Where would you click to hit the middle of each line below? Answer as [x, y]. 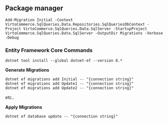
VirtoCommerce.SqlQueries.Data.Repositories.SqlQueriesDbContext [75, 24]
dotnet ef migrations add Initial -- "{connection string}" [70, 79]
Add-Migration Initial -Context [39, 20]
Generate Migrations [27, 70]
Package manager [34, 8]
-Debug [12, 37]
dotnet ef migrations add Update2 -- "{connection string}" [70, 88]
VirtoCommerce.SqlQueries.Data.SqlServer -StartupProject [85, 29]
